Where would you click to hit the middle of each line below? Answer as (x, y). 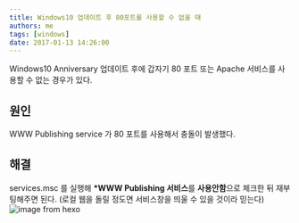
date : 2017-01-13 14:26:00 (59, 42)
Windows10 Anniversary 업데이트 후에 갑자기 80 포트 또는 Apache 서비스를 (143, 69)
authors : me (31, 26)
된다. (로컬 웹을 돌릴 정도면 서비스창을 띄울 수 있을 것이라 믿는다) (152, 199)
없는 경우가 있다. (64, 80)
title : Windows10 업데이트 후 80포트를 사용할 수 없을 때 (105, 17)
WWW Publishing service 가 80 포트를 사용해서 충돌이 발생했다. (123, 134)
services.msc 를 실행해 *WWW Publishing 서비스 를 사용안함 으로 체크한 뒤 (141, 187)
